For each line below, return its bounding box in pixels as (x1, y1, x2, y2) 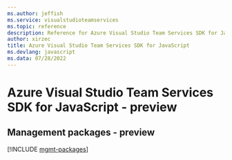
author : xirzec (7, 36, 51, 43)
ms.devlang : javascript (7, 49, 76, 56)
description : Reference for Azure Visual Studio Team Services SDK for (7, 29, 217, 37)
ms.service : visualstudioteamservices (7, 17, 119, 23)
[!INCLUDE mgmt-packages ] (7, 145, 88, 153)
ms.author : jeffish (7, 10, 64, 17)
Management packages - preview (7, 127, 155, 139)
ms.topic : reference (7, 23, 67, 30)
